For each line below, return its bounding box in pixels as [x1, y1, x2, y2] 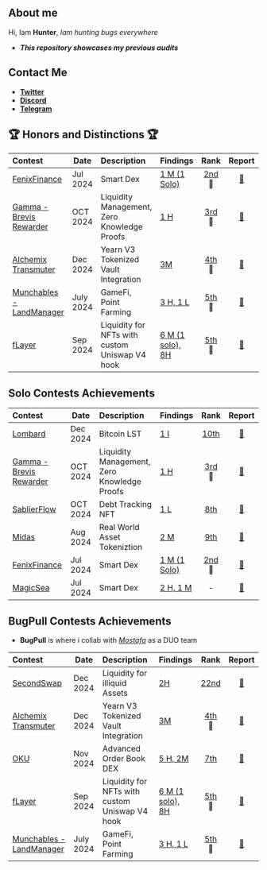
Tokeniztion [99, 542, 143, 553]
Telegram [19, 103, 52, 114]
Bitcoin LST [99, 428, 142, 439]
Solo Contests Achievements [8, 386, 155, 400]
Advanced [102, 743, 141, 754]
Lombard [12, 428, 46, 439]
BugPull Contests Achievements [8, 614, 172, 628]
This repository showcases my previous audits [19, 43, 179, 52]
